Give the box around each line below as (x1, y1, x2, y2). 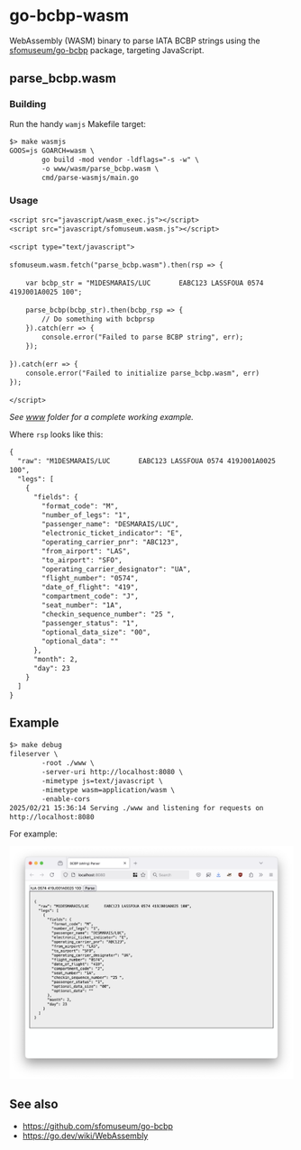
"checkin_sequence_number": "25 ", (41, 609, 176, 618)
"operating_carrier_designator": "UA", (41, 564, 192, 573)
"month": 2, (32, 654, 78, 663)
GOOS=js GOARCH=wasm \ (9, 146, 95, 155)
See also (9, 1097, 59, 1112)
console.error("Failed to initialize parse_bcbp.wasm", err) (25, 369, 260, 378)
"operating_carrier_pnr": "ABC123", (41, 537, 179, 546)
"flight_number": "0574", (41, 573, 140, 582)
